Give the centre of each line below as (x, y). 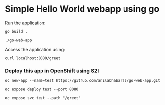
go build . (16, 31)
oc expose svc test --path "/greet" (43, 98)
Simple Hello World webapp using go (82, 9)
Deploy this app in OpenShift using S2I (52, 71)
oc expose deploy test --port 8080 (42, 89)
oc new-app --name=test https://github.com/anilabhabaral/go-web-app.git (83, 81)
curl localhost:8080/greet (33, 58)
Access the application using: (35, 49)
